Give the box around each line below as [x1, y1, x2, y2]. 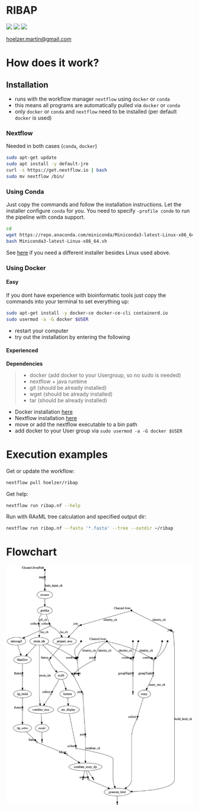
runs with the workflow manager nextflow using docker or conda [14, 95, 171, 102]
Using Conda [6, 187, 44, 195]
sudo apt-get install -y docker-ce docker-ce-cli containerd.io [6, 310, 168, 316]
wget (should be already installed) [29, 390, 113, 398]
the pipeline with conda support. [6, 214, 85, 221]
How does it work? [6, 56, 99, 70]
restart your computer [14, 327, 69, 334]
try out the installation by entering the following [14, 333, 130, 341]
